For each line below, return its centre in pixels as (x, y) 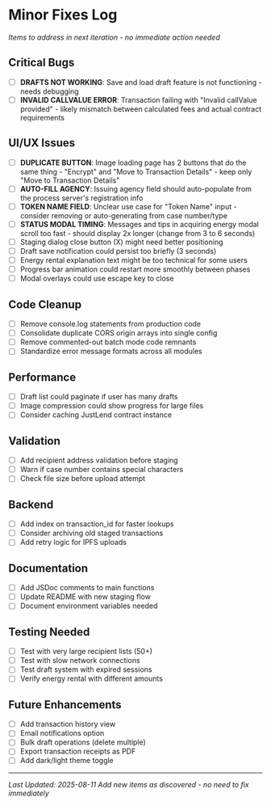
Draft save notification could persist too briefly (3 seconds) (118, 251)
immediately (29, 793)
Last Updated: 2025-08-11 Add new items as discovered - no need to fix (129, 784)
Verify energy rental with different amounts (92, 679)
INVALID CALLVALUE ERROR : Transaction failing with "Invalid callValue (138, 99)
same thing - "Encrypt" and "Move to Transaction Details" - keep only (136, 171)
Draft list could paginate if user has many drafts (99, 397)
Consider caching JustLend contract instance (96, 415)
